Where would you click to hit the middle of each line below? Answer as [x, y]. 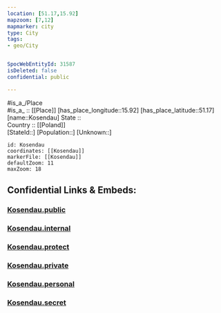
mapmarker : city [30, 26]
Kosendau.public [37, 209]
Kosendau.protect [38, 247]
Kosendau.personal [41, 284]
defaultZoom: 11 [30, 163]
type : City [23, 33]
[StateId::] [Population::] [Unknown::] [59, 132]
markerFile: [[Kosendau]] [44, 157]
